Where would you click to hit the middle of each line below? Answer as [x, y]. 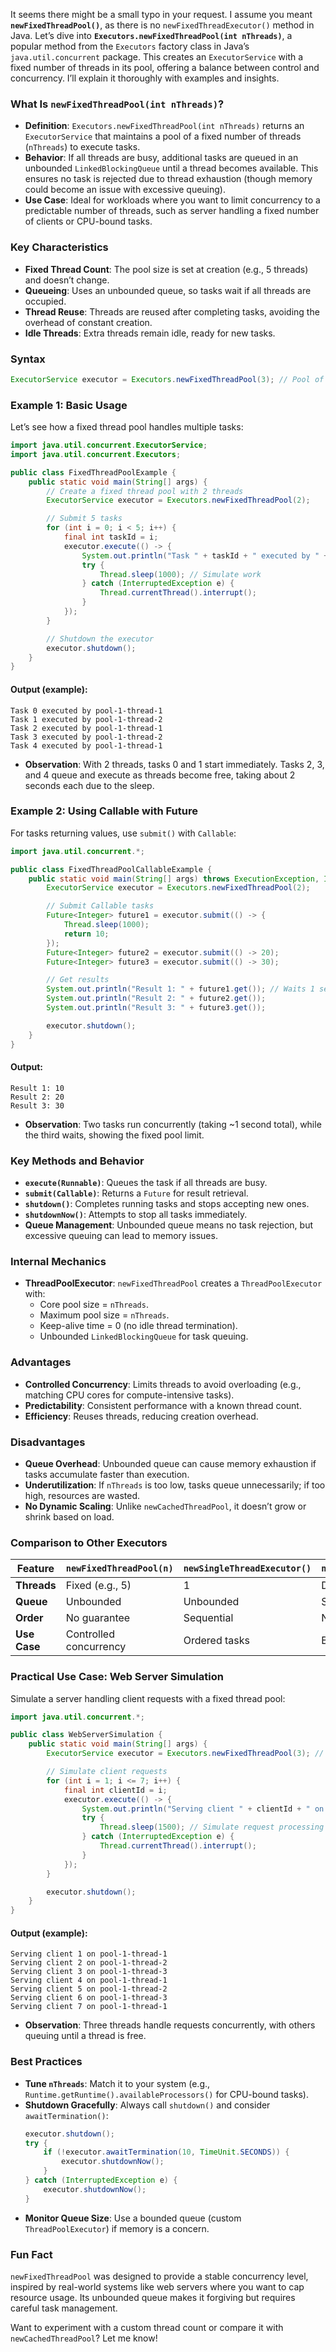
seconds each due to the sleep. [89, 785]
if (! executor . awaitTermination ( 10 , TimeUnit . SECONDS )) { [166, 2152]
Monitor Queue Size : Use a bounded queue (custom [133, 2218]
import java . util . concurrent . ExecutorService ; [109, 445]
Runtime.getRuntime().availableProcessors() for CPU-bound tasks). [166, 2094]
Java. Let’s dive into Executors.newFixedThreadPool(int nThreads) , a [151, 35]
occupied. [45, 301]
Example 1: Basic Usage [69, 405]
